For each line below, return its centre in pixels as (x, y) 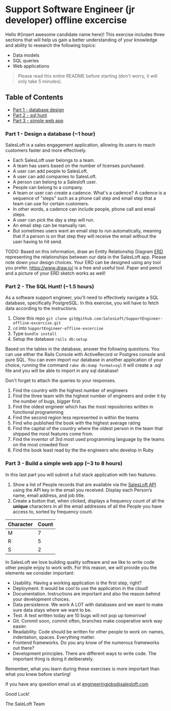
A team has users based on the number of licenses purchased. (79, 166)
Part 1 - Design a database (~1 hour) (50, 134)
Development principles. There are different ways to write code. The (84, 653)
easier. (20, 626)
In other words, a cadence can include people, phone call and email (84, 209)
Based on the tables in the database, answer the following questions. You (82, 349)
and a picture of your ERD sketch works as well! (55, 273)
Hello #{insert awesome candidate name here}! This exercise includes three (85, 34)
